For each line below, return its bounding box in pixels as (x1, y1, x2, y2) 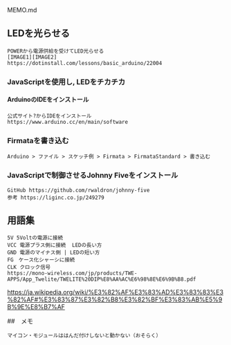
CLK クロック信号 (7, 264, 50, 271)
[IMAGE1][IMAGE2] (7, 53, 57, 61)
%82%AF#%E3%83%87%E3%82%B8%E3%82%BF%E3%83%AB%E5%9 (7, 295, 223, 304)
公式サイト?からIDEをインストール (7, 112, 92, 120)
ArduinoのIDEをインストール (7, 95, 89, 104)
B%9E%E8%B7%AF (7, 303, 66, 311)
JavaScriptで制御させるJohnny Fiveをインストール (7, 171, 178, 180)
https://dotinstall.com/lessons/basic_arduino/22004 (7, 59, 163, 66)
